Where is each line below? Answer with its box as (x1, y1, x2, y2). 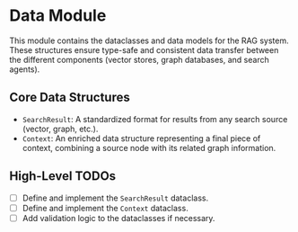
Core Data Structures (9, 90, 130, 105)
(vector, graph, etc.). (22, 123, 99, 134)
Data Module (9, 5, 107, 26)
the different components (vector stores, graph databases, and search (9, 54, 269, 65)
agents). (9, 64, 40, 75)
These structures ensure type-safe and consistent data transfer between (9, 44, 279, 55)
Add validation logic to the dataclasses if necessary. (22, 212, 215, 223)
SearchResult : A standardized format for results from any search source (22, 113, 288, 124)
